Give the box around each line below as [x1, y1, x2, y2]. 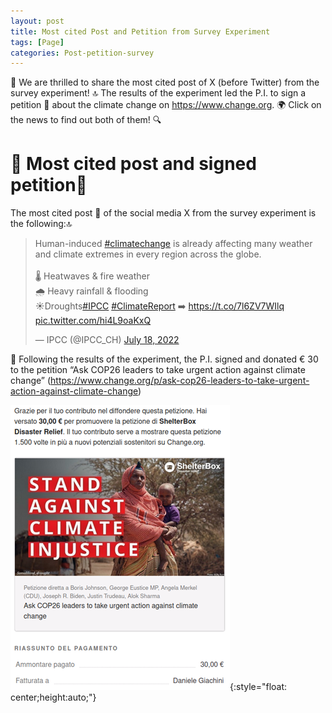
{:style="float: [229, 681, 288, 693]
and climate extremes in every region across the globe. [34, 248, 262, 260]
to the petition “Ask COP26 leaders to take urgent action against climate [10, 364, 306, 376]
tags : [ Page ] [10, 37, 65, 47]
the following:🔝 [10, 218, 73, 230]
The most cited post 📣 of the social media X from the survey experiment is [10, 207, 317, 219]
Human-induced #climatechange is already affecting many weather [34, 238, 313, 250]
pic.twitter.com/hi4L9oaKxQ [34, 315, 152, 327]
